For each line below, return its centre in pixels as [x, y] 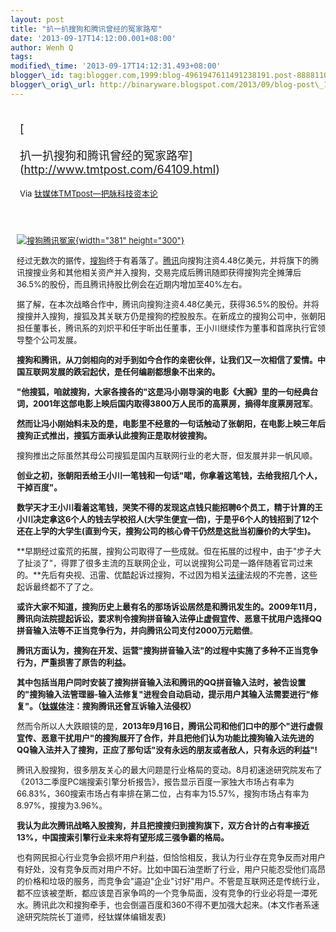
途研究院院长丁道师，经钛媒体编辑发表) [91, 916]
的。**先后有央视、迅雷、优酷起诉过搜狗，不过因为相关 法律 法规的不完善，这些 [167, 574]
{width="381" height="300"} [130, 240]
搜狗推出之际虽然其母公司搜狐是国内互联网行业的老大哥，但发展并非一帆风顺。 [167, 455]
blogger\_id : [37, 76]
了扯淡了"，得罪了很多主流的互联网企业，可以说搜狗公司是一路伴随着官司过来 [165, 562]
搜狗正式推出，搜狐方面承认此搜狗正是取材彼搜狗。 [114, 435]
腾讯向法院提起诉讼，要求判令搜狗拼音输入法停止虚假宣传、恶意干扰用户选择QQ [169, 618]
